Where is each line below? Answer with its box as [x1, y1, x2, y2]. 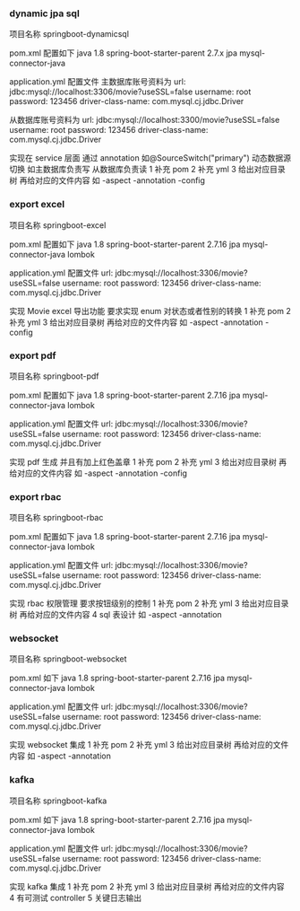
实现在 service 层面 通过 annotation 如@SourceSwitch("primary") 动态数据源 [9, 153, 292, 163]
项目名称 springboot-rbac [9, 512, 104, 523]
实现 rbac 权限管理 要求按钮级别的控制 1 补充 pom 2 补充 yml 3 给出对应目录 [9, 598, 289, 609]
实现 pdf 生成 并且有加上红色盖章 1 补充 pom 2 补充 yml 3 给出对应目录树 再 [9, 456, 287, 467]
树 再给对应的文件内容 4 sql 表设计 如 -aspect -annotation [9, 609, 222, 620]
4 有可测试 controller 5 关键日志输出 [9, 892, 141, 903]
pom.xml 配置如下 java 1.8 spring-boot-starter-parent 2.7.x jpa [9, 48, 238, 58]
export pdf [9, 349, 56, 362]
